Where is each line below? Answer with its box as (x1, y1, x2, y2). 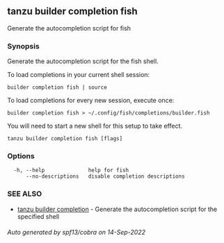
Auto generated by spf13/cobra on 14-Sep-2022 (7, 228, 146, 237)
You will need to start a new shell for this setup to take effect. (7, 121, 183, 131)
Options (7, 151, 35, 161)
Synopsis (7, 41, 40, 51)
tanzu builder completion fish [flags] (7, 135, 123, 142)
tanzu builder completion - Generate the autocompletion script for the (17, 205, 218, 213)
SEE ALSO (7, 189, 42, 199)
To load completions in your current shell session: (7, 71, 150, 79)
